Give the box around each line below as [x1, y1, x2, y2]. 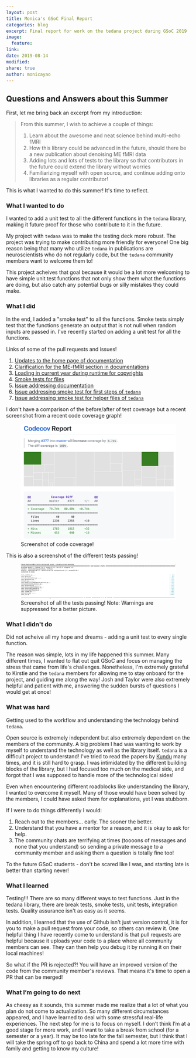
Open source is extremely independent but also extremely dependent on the [6, 734, 190, 741]
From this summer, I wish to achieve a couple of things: [20, 121, 154, 128]
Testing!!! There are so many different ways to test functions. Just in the [6, 895, 180, 902]
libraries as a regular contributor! [29, 176, 108, 183]
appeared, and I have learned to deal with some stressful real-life [6, 1014, 163, 1021]
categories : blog [6, 22, 49, 28]
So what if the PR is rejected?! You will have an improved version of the [6, 961, 177, 968]
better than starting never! [6, 867, 69, 874]
